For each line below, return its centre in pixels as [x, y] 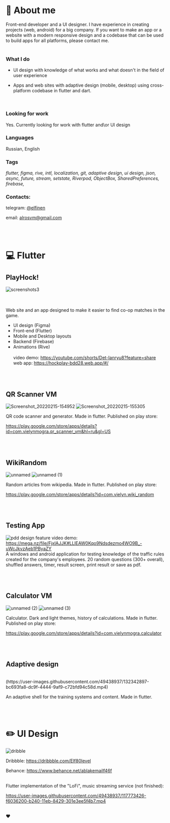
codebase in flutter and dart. [61, 91]
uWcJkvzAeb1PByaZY [29, 548]
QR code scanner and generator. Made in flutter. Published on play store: [82, 416]
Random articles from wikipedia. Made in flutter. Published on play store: [81, 485]
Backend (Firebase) [34, 342]
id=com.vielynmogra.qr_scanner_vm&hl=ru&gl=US [58, 432]
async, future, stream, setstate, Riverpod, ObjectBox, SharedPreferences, [82, 178]
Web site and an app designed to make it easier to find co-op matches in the [86, 310]
